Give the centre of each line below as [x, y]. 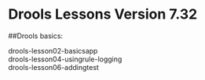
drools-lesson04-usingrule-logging [65, 59]
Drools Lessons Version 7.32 [103, 14]
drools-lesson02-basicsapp [53, 50]
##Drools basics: [36, 36]
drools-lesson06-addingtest [54, 67]
